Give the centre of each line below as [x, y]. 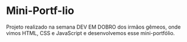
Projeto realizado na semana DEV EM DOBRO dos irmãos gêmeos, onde [93, 27]
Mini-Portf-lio [40, 11]
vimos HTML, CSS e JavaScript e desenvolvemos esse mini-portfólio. [91, 33]
